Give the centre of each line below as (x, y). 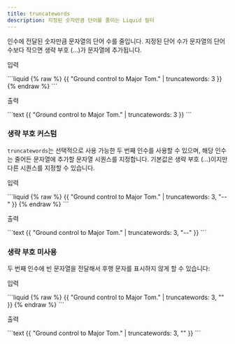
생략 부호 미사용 (32, 252)
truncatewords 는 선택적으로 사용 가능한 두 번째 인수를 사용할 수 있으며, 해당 (111, 150)
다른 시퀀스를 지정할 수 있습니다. (51, 168)
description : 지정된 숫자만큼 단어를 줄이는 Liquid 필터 (81, 20)
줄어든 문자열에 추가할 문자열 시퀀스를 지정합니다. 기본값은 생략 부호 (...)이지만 (121, 159)
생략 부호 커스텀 (32, 134)
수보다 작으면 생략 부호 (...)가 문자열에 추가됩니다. (74, 50)
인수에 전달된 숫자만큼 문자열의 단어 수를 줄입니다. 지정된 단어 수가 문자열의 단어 (116, 41)
